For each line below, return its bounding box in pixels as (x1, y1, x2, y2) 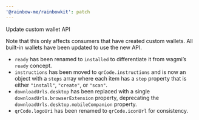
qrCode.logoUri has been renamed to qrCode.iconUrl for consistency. (14, 107, 189, 114)
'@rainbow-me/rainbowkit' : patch (5, 8, 90, 15)
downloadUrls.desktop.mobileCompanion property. (14, 101, 137, 108)
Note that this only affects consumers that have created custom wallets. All (5, 37, 194, 44)
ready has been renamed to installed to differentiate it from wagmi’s (14, 55, 186, 62)
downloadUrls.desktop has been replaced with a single (14, 87, 150, 95)
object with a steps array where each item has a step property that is (14, 75, 187, 82)
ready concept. (14, 62, 52, 69)
